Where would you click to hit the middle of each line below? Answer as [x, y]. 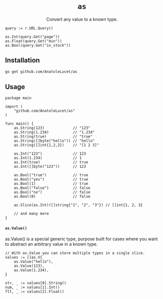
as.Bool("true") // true [51, 175]
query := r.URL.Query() [29, 28]
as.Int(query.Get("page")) [32, 37]
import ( [14, 107]
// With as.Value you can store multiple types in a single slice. [75, 253]
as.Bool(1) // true [51, 184]
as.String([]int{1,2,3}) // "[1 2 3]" [56, 145]
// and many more [31, 214]
